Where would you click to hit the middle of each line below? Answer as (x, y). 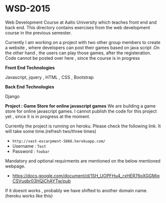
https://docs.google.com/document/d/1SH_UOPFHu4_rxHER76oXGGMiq (86, 175)
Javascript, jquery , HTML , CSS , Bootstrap (49, 77)
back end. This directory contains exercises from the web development (78, 27)
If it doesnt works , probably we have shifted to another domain (70, 190)
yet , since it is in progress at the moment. (48, 116)
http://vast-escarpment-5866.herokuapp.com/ (59, 141)
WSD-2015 (28, 9)
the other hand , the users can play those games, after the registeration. (78, 53)
